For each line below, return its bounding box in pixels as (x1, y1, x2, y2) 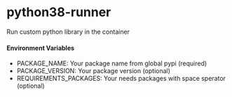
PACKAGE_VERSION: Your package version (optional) (16, 67, 171, 75)
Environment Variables (6, 44, 75, 52)
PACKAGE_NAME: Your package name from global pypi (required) (16, 59, 207, 67)
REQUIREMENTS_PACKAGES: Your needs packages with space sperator (16, 75, 226, 83)
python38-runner (6, 4, 111, 20)
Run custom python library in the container (6, 27, 130, 36)
